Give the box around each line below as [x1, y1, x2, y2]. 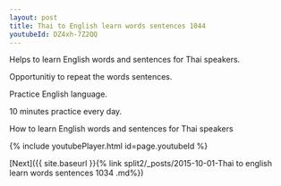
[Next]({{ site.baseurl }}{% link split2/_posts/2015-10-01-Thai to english [9, 158, 273, 169]
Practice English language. [9, 89, 107, 99]
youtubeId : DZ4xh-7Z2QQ [9, 30, 98, 38]
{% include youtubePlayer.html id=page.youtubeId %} [9, 140, 209, 152]
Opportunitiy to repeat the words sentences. [9, 72, 173, 82]
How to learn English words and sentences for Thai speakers [9, 123, 234, 134]
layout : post [9, 13, 58, 22]
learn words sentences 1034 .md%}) [9, 167, 144, 179]
